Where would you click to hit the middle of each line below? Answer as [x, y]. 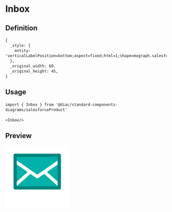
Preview [19, 136]
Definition [21, 28]
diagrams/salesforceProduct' [36, 110]
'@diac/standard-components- [87, 104]
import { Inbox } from [29, 104]
